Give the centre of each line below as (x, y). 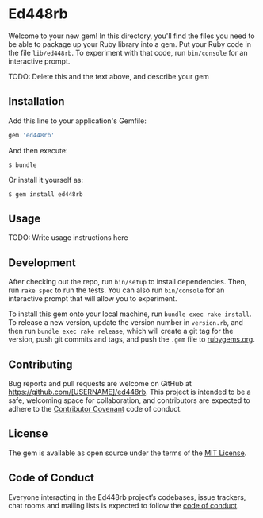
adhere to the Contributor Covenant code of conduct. (95, 409)
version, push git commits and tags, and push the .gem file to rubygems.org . (132, 339)
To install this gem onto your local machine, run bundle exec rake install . (130, 314)
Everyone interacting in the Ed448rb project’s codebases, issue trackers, (127, 497)
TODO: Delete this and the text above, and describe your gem (109, 76)
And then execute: (38, 150)
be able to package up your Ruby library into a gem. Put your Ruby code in (130, 44)
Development (42, 263)
